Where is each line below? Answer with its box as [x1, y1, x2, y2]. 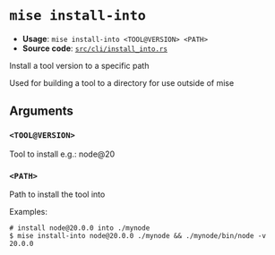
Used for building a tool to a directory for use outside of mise [9, 77, 235, 88]
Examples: [9, 206, 47, 217]
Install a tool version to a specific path [9, 60, 150, 71]
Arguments [9, 104, 74, 119]
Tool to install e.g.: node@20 [9, 149, 116, 159]
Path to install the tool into [9, 189, 106, 200]
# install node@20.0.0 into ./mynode [9, 223, 150, 233]
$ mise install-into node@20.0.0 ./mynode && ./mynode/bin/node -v [9, 231, 267, 240]
